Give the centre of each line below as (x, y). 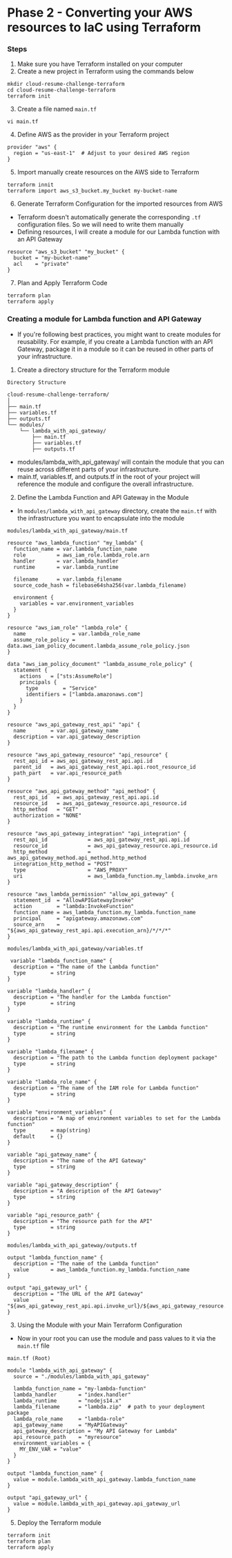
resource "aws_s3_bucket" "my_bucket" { (66, 252)
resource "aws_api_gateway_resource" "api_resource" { (88, 755)
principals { (38, 682)
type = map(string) (52, 1130)
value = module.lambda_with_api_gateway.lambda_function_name (105, 1479)
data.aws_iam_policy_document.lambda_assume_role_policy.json (98, 646)
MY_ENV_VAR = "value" (50, 1449)
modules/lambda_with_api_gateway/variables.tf (75, 949)
